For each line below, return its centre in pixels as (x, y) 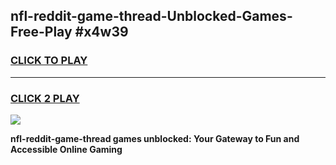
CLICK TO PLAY (49, 61)
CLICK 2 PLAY (45, 98)
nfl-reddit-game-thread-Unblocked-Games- (151, 16)
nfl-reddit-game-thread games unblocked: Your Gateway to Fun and (155, 138)
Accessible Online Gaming (66, 149)
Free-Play (41, 32)
